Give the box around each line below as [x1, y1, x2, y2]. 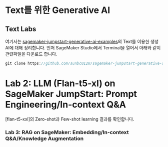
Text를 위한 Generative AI [5, 4, 110, 16]
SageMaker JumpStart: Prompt [5, 88, 137, 100]
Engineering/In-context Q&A [5, 99, 126, 110]
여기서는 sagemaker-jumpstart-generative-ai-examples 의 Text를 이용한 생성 [5, 38, 159, 44]
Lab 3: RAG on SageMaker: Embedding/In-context [5, 129, 129, 136]
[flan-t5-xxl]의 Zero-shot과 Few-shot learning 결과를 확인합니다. [5, 116, 134, 122]
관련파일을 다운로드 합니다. [5, 51, 57, 57]
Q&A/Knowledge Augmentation [5, 135, 84, 142]
